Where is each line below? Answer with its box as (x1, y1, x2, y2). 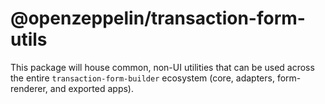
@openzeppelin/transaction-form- (10, 7, 306, 30)
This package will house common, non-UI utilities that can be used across (10, 61, 315, 73)
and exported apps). (49, 82, 135, 94)
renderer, (10, 82, 48, 94)
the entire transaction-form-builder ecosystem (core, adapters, (10, 72, 275, 84)
